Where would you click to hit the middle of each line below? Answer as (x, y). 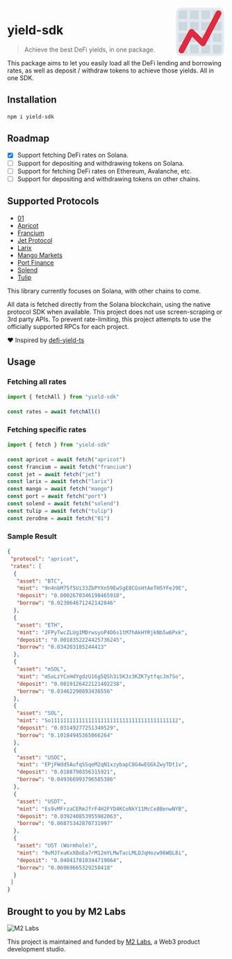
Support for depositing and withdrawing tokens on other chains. (109, 178)
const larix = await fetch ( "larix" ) (60, 482)
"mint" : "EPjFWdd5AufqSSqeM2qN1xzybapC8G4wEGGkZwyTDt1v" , (102, 765)
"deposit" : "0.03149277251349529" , (68, 728)
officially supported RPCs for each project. (68, 326)
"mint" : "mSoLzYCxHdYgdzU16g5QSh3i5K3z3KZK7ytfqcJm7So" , (101, 676)
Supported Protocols (53, 201)
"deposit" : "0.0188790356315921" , (66, 772)
